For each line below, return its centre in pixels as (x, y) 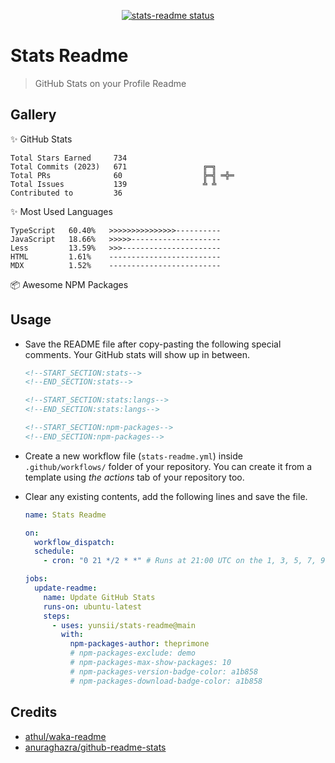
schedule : (54, 551)
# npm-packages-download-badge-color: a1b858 (166, 681)
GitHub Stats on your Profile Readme (110, 83)
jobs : (36, 579)
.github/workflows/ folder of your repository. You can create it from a (168, 466)
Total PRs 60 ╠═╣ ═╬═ (122, 175)
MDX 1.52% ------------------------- (116, 265)
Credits (34, 712)
